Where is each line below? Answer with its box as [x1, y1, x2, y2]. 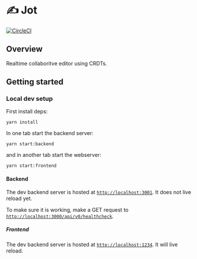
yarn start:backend [6, 141, 54, 147]
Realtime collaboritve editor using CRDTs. [6, 60, 108, 67]
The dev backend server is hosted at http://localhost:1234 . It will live [6, 241, 178, 248]
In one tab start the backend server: [6, 130, 93, 137]
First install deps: [6, 108, 48, 115]
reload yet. [6, 195, 33, 202]
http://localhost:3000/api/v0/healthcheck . [6, 212, 114, 219]
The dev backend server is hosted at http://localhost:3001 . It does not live [6, 188, 191, 195]
